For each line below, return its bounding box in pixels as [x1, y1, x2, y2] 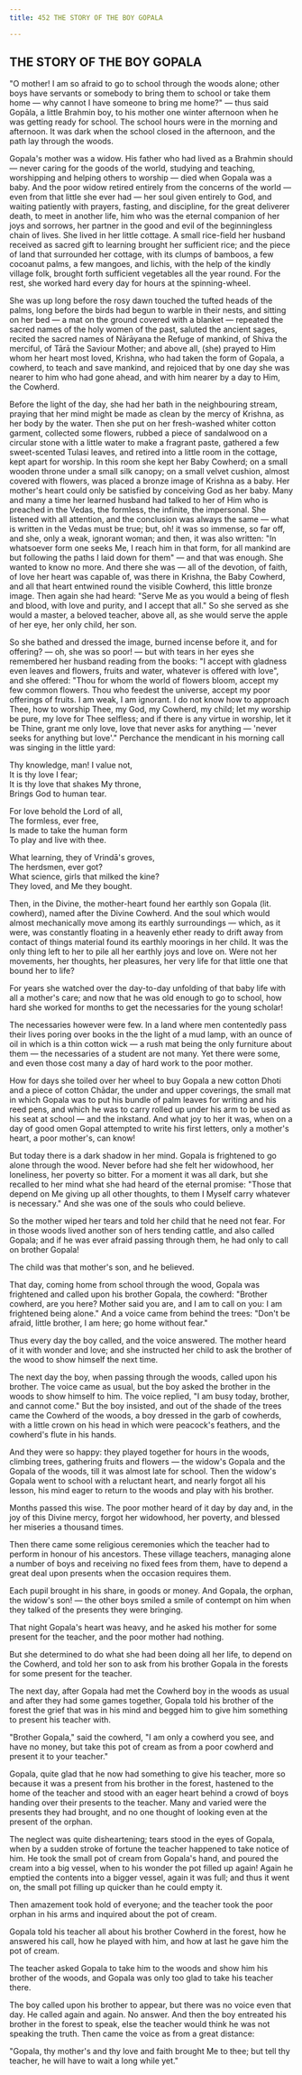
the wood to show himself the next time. [9, 1354, 159, 1365]
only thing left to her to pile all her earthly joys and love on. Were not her [9, 946, 278, 957]
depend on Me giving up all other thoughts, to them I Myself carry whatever [9, 1189, 290, 1199]
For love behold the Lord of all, [9, 806, 124, 817]
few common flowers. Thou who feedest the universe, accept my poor [9, 684, 271, 695]
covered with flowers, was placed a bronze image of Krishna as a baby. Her [9, 475, 290, 487]
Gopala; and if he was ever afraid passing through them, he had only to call [9, 1235, 288, 1245]
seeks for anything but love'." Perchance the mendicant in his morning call [9, 732, 285, 744]
